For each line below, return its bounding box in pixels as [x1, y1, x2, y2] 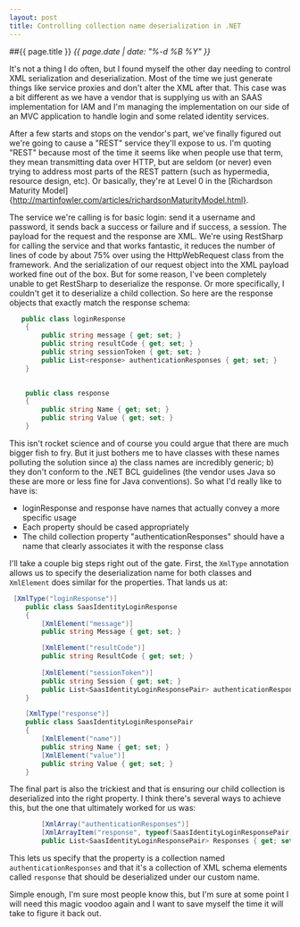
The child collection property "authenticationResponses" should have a [21, 530, 285, 541]
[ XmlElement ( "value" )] [41, 751, 126, 760]
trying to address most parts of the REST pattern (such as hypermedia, [9, 166, 271, 177]
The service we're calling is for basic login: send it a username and [9, 212, 256, 222]
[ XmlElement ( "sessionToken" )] [41, 668, 154, 677]
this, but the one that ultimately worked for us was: [9, 803, 196, 814]
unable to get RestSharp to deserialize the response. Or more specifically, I [9, 278, 285, 288]
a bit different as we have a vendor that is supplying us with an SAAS [9, 91, 263, 103]
